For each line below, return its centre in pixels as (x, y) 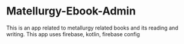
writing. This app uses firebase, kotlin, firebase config (73, 34)
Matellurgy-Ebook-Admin (71, 11)
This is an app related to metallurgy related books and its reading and (92, 28)
